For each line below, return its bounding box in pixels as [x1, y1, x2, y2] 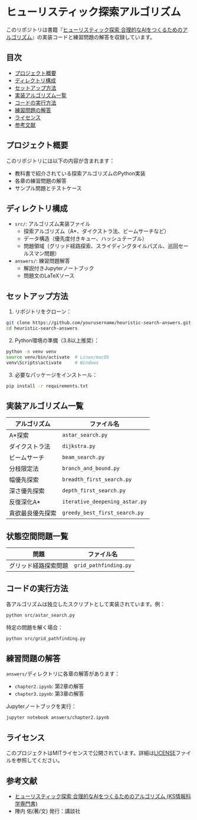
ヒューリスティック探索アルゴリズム [6, 5, 181, 19]
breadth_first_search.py [62, 476, 132, 483]
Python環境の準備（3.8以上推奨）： [14, 337, 100, 344]
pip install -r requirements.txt [6, 383, 88, 389]
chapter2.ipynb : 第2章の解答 [14, 683, 84, 690]
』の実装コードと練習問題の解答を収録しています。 [31, 33, 155, 40]
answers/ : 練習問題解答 [14, 257, 71, 264]
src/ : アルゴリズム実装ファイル [14, 220, 90, 228]
